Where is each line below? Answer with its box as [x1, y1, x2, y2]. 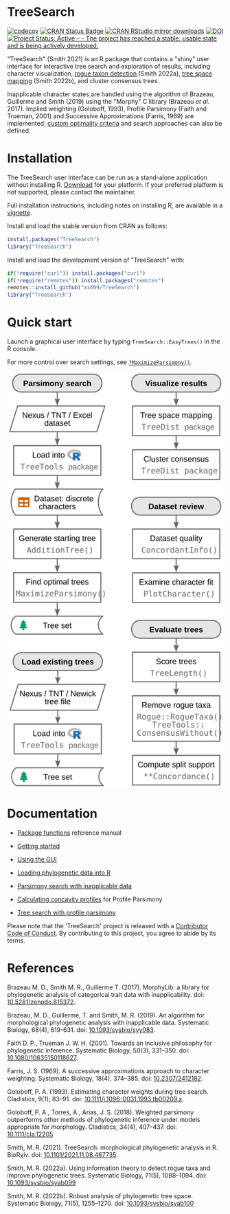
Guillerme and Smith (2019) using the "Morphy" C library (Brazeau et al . [7, 97, 210, 105]
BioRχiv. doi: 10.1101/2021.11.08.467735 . [7, 1151, 118, 1159]
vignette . [7, 208, 32, 216]
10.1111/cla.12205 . [7, 1130, 55, 1138]
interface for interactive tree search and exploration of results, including [7, 62, 211, 70]
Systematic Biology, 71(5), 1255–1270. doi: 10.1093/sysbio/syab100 [7, 1200, 194, 1208]
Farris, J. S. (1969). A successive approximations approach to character [7, 1067, 209, 1075]
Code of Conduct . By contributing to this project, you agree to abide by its [7, 929, 216, 938]
